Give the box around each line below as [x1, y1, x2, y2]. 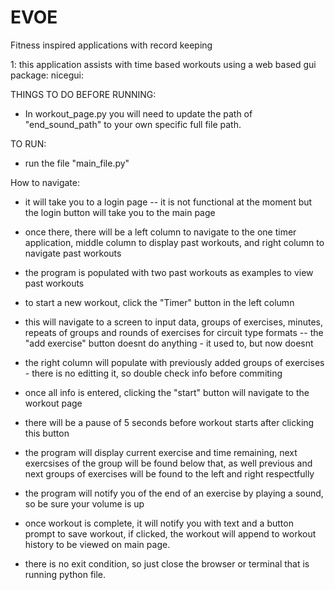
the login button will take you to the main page [24, 206, 216, 218]
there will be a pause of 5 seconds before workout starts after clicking [24, 416, 315, 428]
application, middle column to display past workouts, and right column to [24, 236, 325, 248]
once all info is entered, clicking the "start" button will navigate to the [24, 386, 310, 398]
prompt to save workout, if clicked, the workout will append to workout [24, 527, 317, 540]
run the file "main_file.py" [24, 157, 130, 169]
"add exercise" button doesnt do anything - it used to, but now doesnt [24, 337, 314, 349]
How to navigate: [10, 176, 80, 188]
